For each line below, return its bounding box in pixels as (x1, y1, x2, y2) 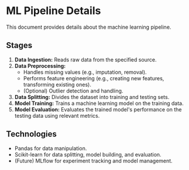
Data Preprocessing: (14, 62, 66, 69)
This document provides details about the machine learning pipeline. (6, 23, 171, 30)
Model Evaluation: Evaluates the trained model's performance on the (14, 106, 182, 113)
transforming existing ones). (23, 81, 92, 88)
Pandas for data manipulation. (14, 145, 87, 152)
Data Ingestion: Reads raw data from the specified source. (14, 56, 157, 63)
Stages (6, 40, 33, 50)
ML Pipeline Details (6, 4, 101, 18)
